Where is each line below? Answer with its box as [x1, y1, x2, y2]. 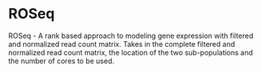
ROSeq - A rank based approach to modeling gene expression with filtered [8, 31, 254, 40]
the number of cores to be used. [8, 56, 115, 66]
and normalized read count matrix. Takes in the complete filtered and [8, 39, 235, 48]
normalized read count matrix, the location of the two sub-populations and [8, 47, 254, 57]
